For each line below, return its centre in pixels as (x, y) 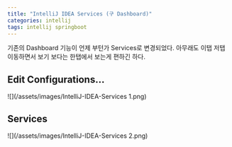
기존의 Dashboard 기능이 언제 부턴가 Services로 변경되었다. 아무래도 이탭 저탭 (116, 48)
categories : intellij (39, 20)
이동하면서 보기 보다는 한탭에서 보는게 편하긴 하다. (77, 57)
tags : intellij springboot (47, 27)
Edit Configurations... (56, 80)
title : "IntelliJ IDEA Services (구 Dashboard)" (80, 14)
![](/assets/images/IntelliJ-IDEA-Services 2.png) (78, 136)
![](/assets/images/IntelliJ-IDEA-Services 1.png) (77, 97)
